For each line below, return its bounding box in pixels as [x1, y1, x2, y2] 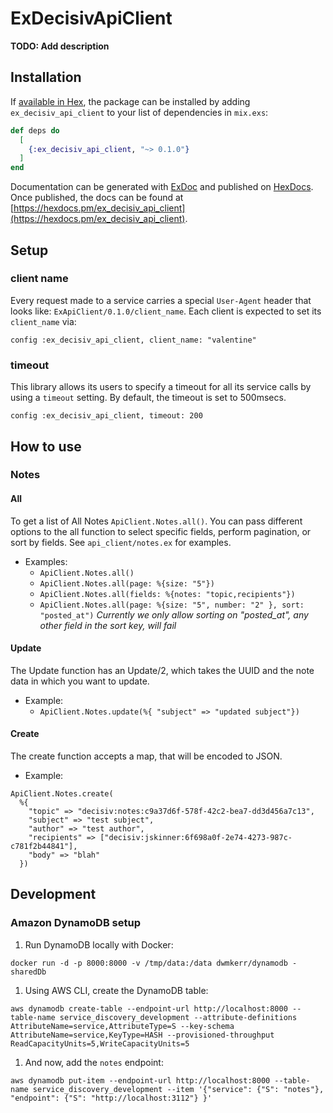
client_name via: [10, 315, 77, 327]
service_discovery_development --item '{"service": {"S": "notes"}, [32, 1084, 325, 1094]
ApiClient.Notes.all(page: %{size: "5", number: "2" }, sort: [39, 600, 305, 610]
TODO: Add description [10, 40, 110, 52]
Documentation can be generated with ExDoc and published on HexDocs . [10, 181, 314, 193]
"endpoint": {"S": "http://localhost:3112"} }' [10, 1093, 213, 1103]
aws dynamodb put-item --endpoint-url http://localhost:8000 [10, 1075, 271, 1086]
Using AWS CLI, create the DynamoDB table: [24, 984, 209, 996]
